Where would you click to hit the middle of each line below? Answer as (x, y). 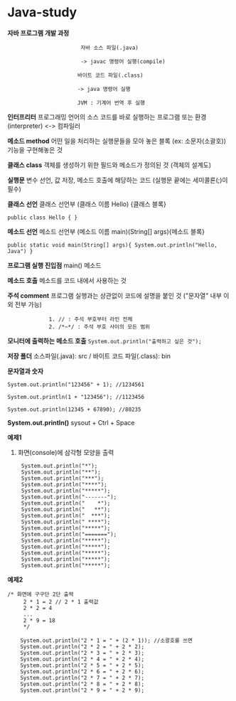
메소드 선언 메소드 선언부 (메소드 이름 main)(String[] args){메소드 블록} (106, 231)
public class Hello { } (43, 218)
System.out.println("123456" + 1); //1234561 (76, 385)
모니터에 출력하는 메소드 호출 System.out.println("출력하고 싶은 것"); (104, 341)
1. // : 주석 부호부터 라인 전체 (91, 319)
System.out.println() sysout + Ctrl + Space (71, 422)
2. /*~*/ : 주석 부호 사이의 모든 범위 (100, 327)
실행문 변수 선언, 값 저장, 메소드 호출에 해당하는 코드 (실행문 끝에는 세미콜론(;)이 (118, 180)
